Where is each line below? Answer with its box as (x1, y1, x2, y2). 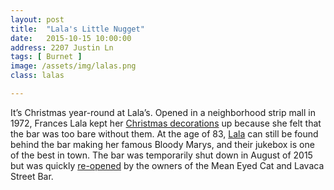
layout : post (10, 14, 65, 25)
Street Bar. (10, 170, 54, 182)
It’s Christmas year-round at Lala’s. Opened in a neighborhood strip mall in (10, 106, 316, 118)
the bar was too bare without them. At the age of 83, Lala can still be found (10, 127, 319, 140)
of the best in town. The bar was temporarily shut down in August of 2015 (10, 149, 313, 161)
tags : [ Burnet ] (10, 52, 83, 62)
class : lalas (10, 71, 65, 81)
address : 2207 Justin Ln (10, 42, 114, 53)
